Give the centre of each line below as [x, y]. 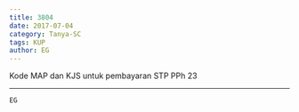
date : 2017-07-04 [41, 26]
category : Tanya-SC [45, 34]
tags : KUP [28, 42]
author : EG [29, 51]
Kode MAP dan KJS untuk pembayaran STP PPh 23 [103, 76]
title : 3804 [31, 17]
